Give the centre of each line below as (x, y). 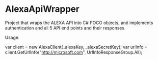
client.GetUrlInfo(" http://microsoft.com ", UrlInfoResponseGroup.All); (74, 52)
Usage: (12, 37)
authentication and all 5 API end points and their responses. (66, 28)
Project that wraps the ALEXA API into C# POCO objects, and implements (79, 23)
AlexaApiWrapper (42, 9)
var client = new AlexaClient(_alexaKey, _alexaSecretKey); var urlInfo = (77, 47)
